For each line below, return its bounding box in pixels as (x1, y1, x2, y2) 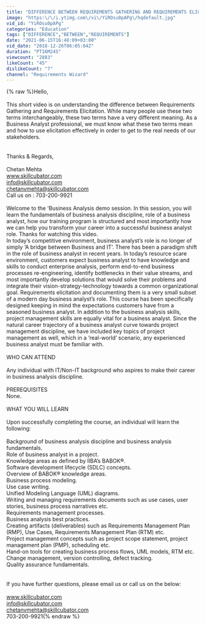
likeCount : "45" (6, 60, 48, 66)
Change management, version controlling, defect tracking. (6, 554, 153, 562)
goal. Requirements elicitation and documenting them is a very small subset (6, 289, 196, 296)
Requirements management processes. (6, 509, 105, 516)
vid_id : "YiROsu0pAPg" (6, 20, 64, 26)
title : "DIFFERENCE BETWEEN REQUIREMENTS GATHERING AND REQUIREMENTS (6, 9, 187, 15)
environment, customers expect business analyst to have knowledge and (6, 257, 190, 264)
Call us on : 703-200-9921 (6, 191, 73, 199)
